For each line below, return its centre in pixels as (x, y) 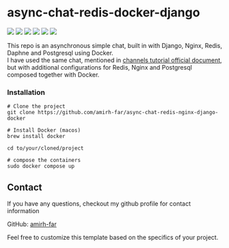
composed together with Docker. (53, 74)
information (23, 211)
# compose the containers (44, 161)
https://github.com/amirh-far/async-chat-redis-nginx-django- (128, 113)
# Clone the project (37, 107)
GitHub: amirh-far (32, 224)
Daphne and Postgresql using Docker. (60, 53)
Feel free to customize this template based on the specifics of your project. (113, 238)
